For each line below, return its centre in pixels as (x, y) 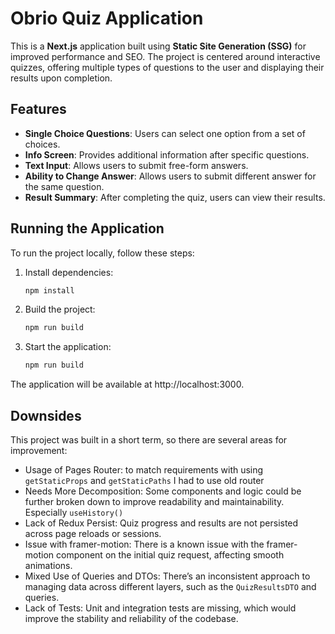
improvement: (39, 450)
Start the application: (68, 347)
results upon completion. (61, 78)
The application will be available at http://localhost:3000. (127, 384)
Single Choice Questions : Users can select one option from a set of (165, 133)
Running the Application (87, 228)
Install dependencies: (69, 272)
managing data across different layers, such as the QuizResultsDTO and (170, 586)
